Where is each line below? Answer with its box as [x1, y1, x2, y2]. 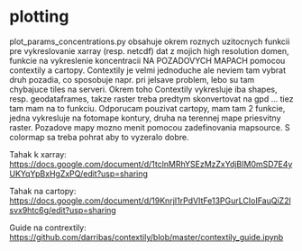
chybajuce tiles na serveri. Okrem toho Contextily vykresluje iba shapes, [9, 84, 278, 94]
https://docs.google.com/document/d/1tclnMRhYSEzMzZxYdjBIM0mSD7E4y [9, 158, 293, 169]
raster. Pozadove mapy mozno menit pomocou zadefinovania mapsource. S [9, 121, 290, 132]
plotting [9, 6, 69, 27]
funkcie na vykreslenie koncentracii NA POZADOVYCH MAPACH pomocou [9, 55, 286, 66]
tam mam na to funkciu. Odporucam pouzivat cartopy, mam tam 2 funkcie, [9, 103, 286, 113]
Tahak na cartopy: [9, 185, 77, 196]
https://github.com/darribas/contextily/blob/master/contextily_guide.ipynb [9, 231, 284, 242]
